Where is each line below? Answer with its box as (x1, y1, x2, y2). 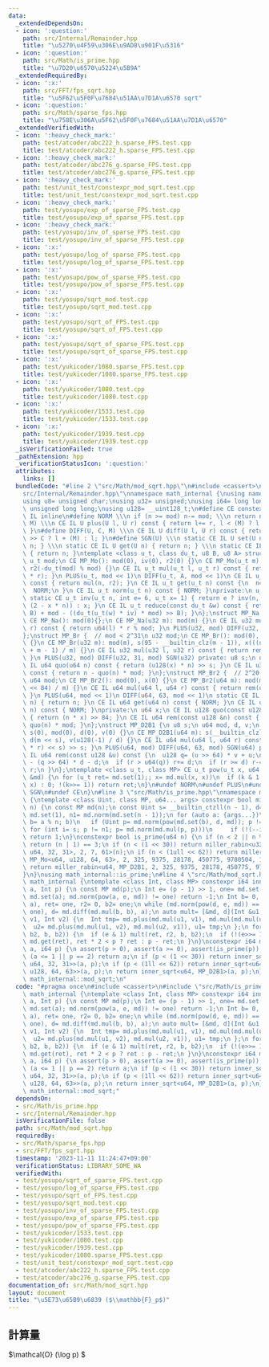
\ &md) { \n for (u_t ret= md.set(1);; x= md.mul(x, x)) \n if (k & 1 (22, 773, 260, 781)
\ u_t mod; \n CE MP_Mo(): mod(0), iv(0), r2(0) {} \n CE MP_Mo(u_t (22, 557, 249, 565)
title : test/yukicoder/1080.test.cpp (22, 393, 149, 401)
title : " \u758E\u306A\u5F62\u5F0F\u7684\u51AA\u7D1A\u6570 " (22, 116, 227, 124)
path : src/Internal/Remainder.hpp (22, 34, 138, 43)
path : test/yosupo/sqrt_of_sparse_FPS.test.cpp (22, 341, 184, 349)
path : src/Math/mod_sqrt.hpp (15, 1124, 113, 1132)
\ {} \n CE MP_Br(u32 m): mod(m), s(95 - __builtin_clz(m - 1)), (22, 639, 242, 647)
